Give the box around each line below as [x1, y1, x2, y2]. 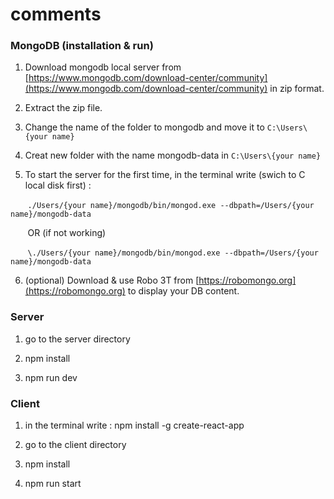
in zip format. [269, 83, 325, 95]
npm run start [24, 478, 82, 490]
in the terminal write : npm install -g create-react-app [24, 419, 245, 432]
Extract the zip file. [24, 102, 103, 114]
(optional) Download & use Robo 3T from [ [24, 274, 200, 287]
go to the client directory [24, 439, 127, 451]
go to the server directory [24, 333, 131, 345]
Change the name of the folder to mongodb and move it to [24, 121, 265, 133]
